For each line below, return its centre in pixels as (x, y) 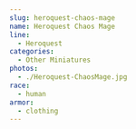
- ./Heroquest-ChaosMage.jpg (73, 77)
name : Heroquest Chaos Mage (63, 26)
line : (19, 35)
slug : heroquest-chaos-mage (63, 18)
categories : (32, 52)
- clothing (38, 111)
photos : (24, 69)
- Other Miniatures (54, 60)
